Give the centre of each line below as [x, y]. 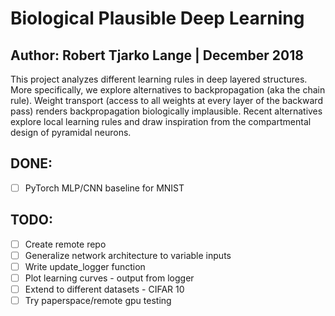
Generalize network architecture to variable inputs [128, 255]
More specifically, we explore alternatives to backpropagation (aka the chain [168, 90]
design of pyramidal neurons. [71, 132]
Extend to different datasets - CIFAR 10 [104, 289]
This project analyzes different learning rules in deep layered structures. [159, 79]
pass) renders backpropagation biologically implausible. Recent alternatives [166, 111]
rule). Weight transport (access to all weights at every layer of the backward [166, 100]
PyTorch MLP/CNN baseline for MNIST [104, 188]
